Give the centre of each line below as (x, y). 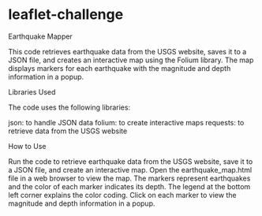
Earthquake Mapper (40, 36)
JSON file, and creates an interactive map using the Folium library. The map (131, 60)
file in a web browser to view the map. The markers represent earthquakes (129, 178)
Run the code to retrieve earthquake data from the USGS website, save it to (131, 161)
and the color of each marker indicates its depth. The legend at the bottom (129, 186)
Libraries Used (32, 91)
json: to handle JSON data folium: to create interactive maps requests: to (126, 122)
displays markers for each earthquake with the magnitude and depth (120, 68)
